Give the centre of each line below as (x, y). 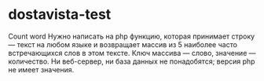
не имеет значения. (41, 69)
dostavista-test (60, 15)
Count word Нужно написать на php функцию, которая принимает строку (132, 36)
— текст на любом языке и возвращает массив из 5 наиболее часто (123, 44)
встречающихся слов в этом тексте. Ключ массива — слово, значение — (132, 53)
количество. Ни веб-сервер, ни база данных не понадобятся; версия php (132, 61)
